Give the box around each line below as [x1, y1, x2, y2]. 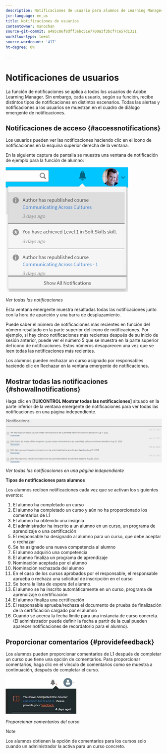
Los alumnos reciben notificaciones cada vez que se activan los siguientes [5, 487, 159, 493]
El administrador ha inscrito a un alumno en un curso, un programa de [12, 523, 156, 529]
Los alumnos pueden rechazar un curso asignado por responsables [5, 358, 144, 364]
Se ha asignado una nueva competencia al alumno [12, 544, 116, 550]
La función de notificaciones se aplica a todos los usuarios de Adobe [5, 89, 147, 94]
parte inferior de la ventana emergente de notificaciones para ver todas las [5, 403, 159, 410]
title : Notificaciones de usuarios [5, 18, 79, 23]
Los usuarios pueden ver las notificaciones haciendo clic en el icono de [5, 137, 152, 143]
